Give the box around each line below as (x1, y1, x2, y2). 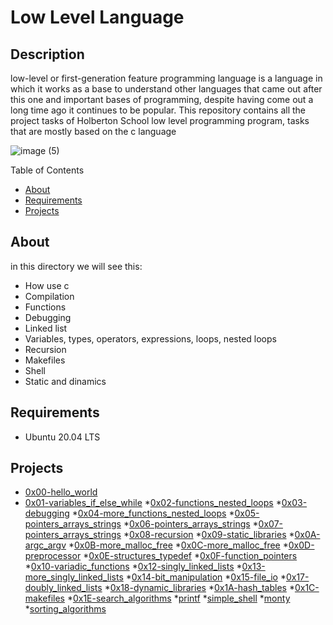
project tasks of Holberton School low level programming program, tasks (10, 115, 310, 126)
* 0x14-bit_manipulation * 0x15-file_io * (125, 571, 287, 583)
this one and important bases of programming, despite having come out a (10, 94, 314, 105)
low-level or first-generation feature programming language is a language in (10, 72, 323, 84)
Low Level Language (10, 6, 185, 29)
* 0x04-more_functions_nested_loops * (71, 507, 235, 520)
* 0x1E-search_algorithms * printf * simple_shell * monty (66, 592, 291, 605)
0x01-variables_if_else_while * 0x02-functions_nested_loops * (24, 497, 282, 509)
